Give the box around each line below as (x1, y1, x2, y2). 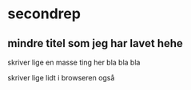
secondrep (7, 5, 82, 23)
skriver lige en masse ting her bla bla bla (7, 57, 141, 67)
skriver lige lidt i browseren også (7, 73, 115, 82)
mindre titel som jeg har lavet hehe (7, 37, 183, 50)
